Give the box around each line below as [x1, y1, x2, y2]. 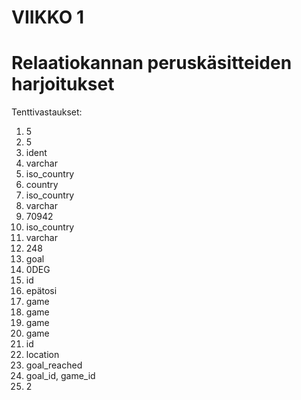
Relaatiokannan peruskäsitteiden [11, 52, 293, 75]
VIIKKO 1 [11, 6, 85, 29]
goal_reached [25, 359, 83, 371]
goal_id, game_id [25, 370, 96, 382]
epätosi [25, 285, 58, 297]
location [25, 349, 60, 361]
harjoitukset [11, 73, 115, 96]
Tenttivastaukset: [11, 106, 83, 118]
